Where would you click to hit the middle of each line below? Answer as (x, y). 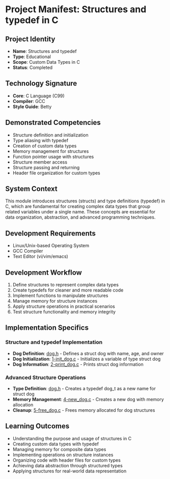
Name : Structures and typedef (45, 51)
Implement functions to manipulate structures (60, 296)
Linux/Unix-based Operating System (51, 246)
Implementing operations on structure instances (63, 455)
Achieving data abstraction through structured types (68, 465)
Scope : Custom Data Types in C (46, 62)
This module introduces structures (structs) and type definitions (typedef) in (85, 201)
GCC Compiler (28, 251)
